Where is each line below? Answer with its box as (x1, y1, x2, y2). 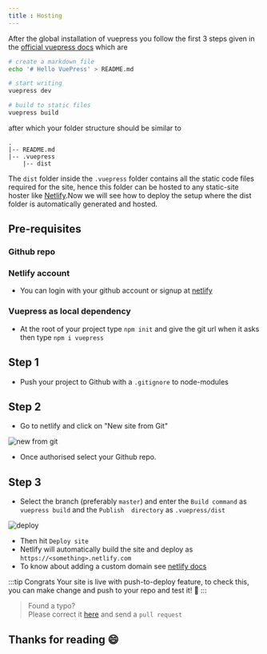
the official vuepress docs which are (8, 42, 128, 52)
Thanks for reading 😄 (8, 632, 119, 646)
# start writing (8, 79, 62, 88)
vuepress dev (8, 87, 52, 95)
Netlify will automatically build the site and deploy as (19, 544, 193, 554)
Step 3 (8, 475, 42, 489)
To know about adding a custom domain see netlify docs (19, 561, 207, 572)
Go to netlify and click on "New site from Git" (19, 421, 169, 431)
